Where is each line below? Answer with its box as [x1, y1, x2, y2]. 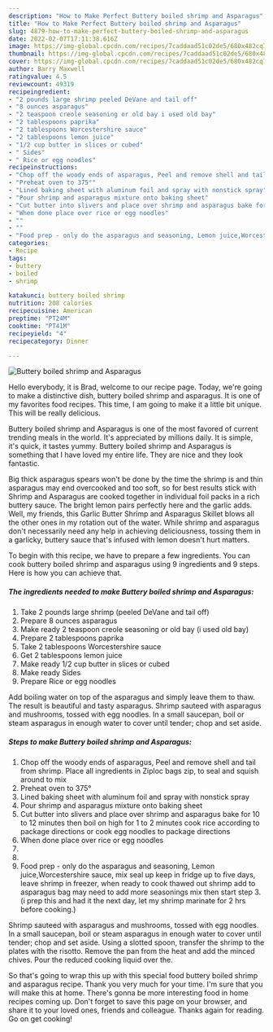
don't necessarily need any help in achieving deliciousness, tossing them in [8, 526, 262, 536]
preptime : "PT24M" [8, 314, 71, 323]
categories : [8, 239, 49, 248]
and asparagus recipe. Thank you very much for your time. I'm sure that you [8, 979, 263, 990]
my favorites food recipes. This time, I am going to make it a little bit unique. [8, 400, 262, 410]
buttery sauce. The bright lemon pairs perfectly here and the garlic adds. [8, 500, 253, 510]
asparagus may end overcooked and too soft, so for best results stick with [8, 483, 258, 493]
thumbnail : [8, 50, 45, 58]
